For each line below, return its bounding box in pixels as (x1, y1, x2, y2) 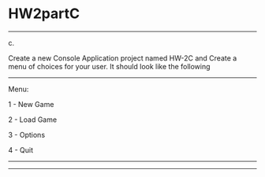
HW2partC (8, 5, 80, 23)
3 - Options (8, 130, 46, 139)
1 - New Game (8, 99, 54, 109)
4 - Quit (8, 145, 34, 154)
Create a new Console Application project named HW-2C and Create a (8, 53, 237, 63)
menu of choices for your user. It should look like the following (8, 61, 211, 71)
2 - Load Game (8, 115, 58, 124)
